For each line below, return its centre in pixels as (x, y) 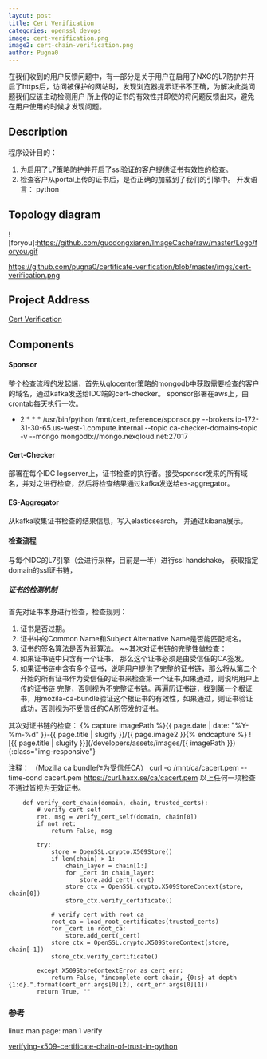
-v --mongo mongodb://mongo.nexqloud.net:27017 (104, 437)
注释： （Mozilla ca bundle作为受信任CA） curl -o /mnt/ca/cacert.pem (124, 767)
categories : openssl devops (55, 30)
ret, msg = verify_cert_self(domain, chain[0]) (117, 817)
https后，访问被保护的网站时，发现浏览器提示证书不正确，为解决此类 (135, 86)
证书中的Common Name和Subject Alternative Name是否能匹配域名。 (133, 638)
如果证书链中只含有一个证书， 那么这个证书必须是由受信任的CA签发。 (134, 658)
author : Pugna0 (33, 53)
